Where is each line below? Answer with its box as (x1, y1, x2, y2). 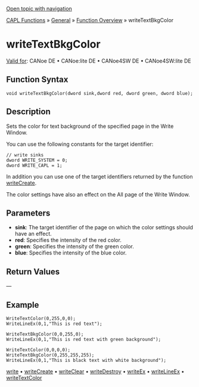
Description (6, 107, 51, 117)
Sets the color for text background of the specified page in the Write (6, 122, 174, 130)
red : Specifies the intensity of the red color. (14, 236, 122, 244)
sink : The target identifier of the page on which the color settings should (14, 224, 194, 231)
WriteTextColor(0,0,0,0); (6, 347, 70, 353)
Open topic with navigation (6, 5, 73, 12)
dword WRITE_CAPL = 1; (6, 162, 63, 168)
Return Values (6, 266, 60, 277)
